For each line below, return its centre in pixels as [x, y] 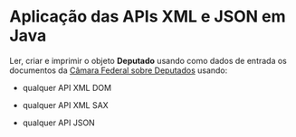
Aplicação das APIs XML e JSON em [148, 17]
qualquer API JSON [58, 123]
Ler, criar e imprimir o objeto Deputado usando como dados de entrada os [148, 60]
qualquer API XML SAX [65, 105]
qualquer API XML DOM [67, 87]
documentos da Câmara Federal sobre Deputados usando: [119, 70]
